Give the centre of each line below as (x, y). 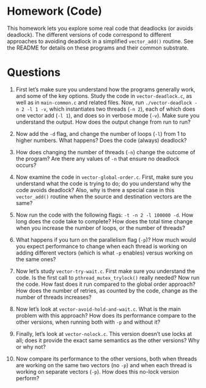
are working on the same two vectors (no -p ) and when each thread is (104, 365)
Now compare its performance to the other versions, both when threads (106, 359)
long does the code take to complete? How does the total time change (104, 221)
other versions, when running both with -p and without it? (88, 322)
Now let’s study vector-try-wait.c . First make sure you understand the (105, 271)
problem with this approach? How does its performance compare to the (106, 315)
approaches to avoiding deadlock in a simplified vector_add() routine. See (100, 41)
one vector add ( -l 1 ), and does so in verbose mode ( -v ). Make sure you (108, 115)
